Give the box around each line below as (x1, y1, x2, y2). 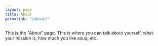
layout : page (5, 7, 32, 12)
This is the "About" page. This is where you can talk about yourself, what (5, 30, 153, 36)
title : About (5, 12, 32, 17)
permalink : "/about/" (5, 16, 50, 21)
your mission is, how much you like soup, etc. (5, 35, 98, 41)
